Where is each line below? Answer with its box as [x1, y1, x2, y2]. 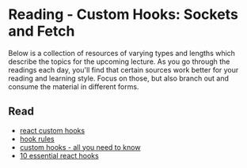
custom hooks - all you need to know [19, 142, 141, 151]
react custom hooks [19, 125, 85, 135]
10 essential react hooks [19, 151, 99, 160]
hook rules [19, 134, 55, 144]
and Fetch [8, 22, 75, 40]
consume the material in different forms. [8, 81, 139, 91]
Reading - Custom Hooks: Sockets [8, 6, 239, 24]
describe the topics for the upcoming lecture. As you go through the [8, 57, 230, 66]
